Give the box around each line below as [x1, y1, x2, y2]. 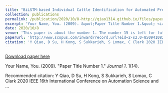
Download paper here [5, 53, 50, 59]
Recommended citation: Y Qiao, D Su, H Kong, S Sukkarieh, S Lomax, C [5, 73, 152, 79]
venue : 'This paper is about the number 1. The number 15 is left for [5, 30, 155, 35]
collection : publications [5, 12, 59, 17]
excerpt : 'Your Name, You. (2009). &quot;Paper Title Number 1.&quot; [5, 21, 155, 26]
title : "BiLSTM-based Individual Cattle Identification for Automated [5, 7, 155, 12]
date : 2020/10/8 [5, 26, 39, 31]
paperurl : [5, 35, 26, 40]
